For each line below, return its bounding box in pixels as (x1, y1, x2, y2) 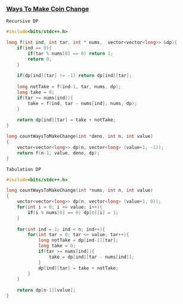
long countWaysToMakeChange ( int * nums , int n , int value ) (6, 187, 153, 194)
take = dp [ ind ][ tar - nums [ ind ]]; (48, 254, 135, 260)
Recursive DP (6, 18, 39, 24)
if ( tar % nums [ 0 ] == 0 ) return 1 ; (27, 50, 113, 57)
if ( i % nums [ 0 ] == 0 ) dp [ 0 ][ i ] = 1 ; (27, 209, 119, 216)
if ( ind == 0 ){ (17, 45, 52, 51)
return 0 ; (27, 56, 52, 62)
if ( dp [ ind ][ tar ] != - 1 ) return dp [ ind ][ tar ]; (17, 73, 132, 79)
